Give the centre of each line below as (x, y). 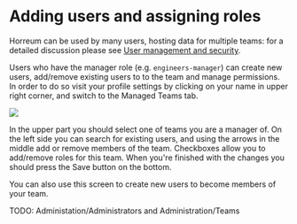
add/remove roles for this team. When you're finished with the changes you (147, 158)
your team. (29, 193)
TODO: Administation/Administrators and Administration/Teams (125, 211)
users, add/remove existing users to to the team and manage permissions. (145, 76)
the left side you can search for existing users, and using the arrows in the (145, 138)
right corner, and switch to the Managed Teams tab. (104, 96)
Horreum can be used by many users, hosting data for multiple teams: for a (146, 41)
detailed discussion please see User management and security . (125, 50)
